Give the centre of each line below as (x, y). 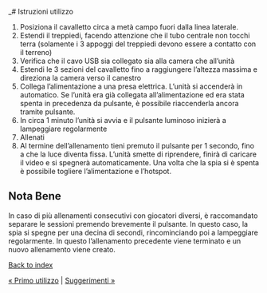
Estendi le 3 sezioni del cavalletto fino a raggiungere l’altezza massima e (138, 69)
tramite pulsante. (47, 112)
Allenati (32, 137)
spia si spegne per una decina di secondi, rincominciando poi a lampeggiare (133, 232)
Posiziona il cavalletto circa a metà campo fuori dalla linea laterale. (129, 27)
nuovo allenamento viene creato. (62, 249)
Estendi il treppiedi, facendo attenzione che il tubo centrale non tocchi (135, 36)
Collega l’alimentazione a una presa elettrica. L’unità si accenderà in (131, 86)
